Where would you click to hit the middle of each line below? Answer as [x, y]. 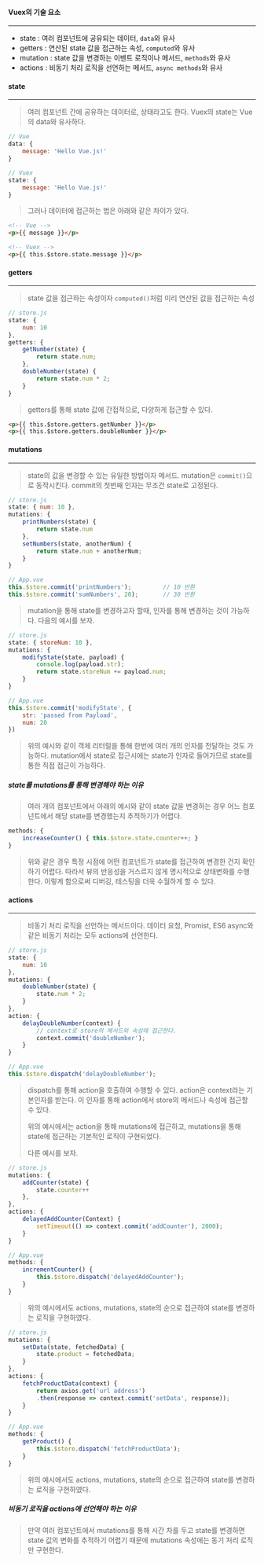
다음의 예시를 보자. [66, 620]
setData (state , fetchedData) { [73, 1347]
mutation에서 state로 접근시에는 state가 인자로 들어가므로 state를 [152, 755]
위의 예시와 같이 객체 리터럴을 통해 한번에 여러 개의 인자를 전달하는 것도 [136, 746]
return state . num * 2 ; [73, 379]
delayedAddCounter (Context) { [72, 1219]
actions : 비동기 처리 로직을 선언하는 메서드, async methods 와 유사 [121, 68]
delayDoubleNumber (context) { [72, 1023]
